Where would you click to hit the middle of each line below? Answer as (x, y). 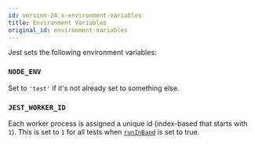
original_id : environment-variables (68, 30)
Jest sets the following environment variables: (82, 53)
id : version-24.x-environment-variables (75, 15)
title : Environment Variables (58, 23)
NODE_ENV (25, 72)
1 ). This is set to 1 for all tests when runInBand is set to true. (104, 131)
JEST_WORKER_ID (37, 107)
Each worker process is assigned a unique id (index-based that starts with (128, 124)
